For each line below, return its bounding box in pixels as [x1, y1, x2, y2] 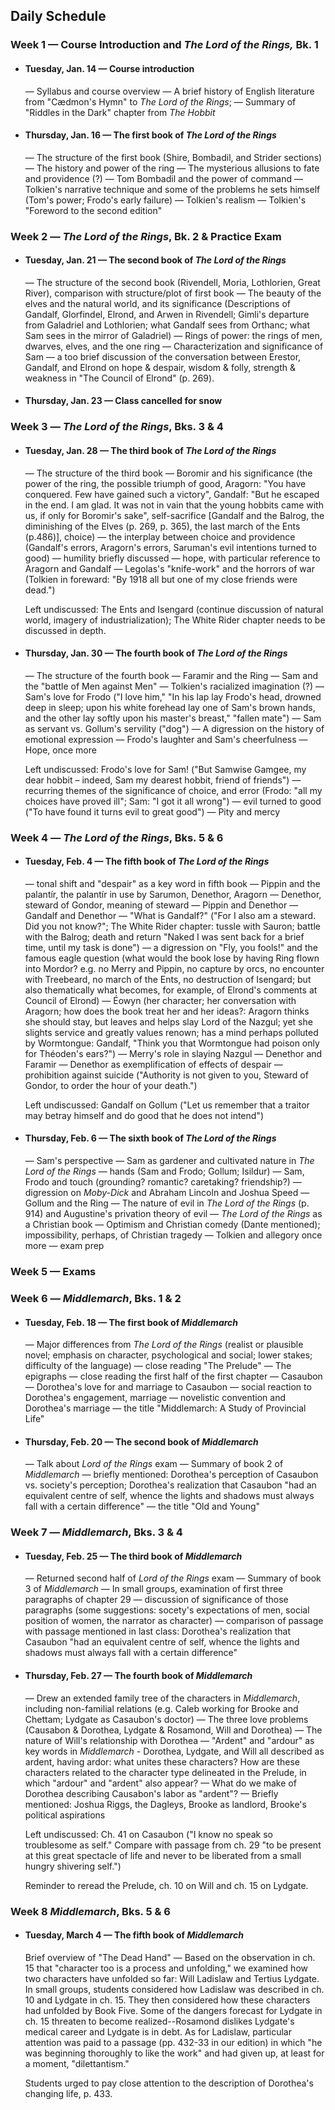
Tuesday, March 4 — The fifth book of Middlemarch [24, 1929, 244, 1941]
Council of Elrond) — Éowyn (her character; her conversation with [24, 994, 297, 1006]
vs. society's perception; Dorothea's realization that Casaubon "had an [24, 1479, 317, 1491]
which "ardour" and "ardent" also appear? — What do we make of [24, 1777, 297, 1789]
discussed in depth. [24, 624, 107, 636]
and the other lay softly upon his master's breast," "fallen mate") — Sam [24, 712, 322, 724]
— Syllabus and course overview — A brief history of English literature [24, 85, 315, 97]
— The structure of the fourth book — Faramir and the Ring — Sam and [24, 669, 319, 681]
